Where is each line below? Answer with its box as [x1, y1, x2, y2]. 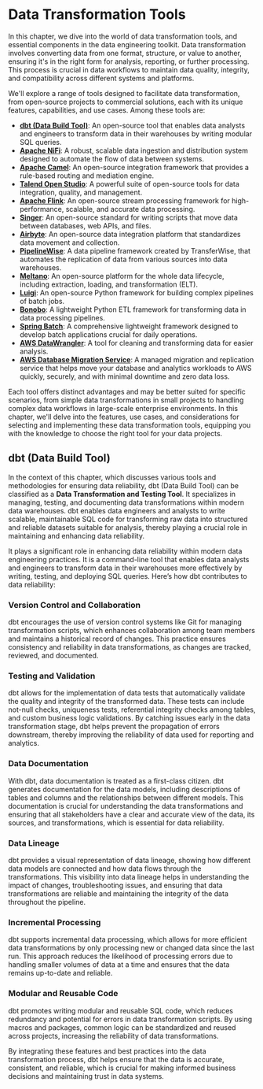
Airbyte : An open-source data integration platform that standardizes [19, 229, 241, 239]
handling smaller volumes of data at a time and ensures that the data [8, 960, 230, 969]
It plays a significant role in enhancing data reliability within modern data [8, 546, 243, 556]
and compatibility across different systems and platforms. [8, 73, 195, 83]
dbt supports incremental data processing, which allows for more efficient [8, 935, 247, 944]
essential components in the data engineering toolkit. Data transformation [8, 39, 247, 49]
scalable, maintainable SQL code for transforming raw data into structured [8, 514, 249, 524]
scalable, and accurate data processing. [65, 204, 195, 213]
